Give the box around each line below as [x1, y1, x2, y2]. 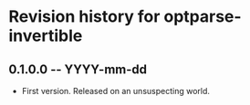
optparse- [163, 6, 243, 27]
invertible [8, 25, 83, 46]
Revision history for [8, 6, 161, 27]
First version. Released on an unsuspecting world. [21, 86, 211, 96]
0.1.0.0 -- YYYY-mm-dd [8, 62, 148, 77]
